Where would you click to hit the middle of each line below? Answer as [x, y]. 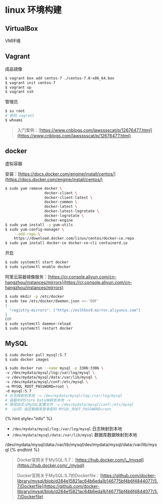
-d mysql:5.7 [18, 391]
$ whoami [14, 120]
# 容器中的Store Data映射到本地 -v [38, 400]
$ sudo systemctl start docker [37, 263]
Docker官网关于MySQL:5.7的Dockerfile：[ [59, 476]
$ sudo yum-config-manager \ [35, 229]
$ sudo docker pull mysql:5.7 [36, 355]
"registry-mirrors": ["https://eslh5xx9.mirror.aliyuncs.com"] [75, 310]
